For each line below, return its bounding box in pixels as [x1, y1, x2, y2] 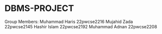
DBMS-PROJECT [4, 3, 74, 14]
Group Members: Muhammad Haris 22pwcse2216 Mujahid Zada [4, 19, 133, 24]
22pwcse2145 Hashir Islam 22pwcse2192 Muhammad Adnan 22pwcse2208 [4, 23, 157, 29]
